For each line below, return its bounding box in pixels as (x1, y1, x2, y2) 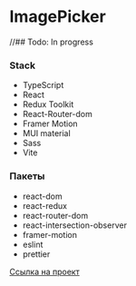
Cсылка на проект (9, 266, 80, 277)
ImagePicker (9, 6, 106, 27)
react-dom (22, 191, 63, 202)
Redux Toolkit (22, 99, 74, 110)
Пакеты (9, 170, 45, 182)
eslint (22, 239, 44, 250)
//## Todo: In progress (9, 36, 93, 47)
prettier (22, 248, 51, 260)
